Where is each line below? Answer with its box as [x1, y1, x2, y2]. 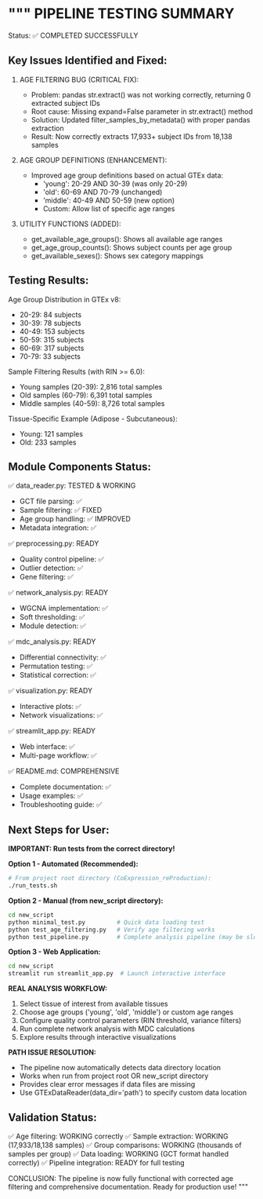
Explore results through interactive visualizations [19, 1033, 177, 1042]
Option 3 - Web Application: [8, 947, 101, 956]
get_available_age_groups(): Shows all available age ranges [31, 234, 223, 243]
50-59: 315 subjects [19, 334, 85, 344]
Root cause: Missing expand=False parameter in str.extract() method [31, 107, 253, 116]
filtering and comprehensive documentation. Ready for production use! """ [8, 1183, 249, 1191]
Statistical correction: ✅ [19, 671, 96, 680]
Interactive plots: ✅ [19, 702, 82, 711]
